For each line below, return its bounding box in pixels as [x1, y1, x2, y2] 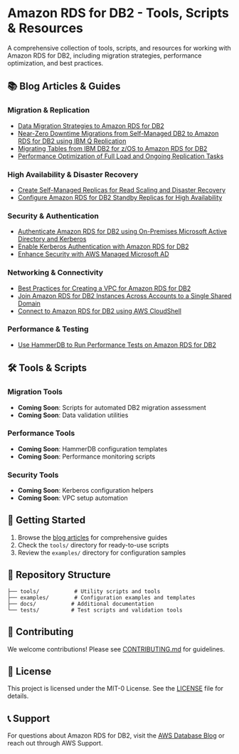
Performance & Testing [7, 324, 89, 334]
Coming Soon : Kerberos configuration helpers [17, 486, 154, 495]
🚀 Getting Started [7, 514, 86, 526]
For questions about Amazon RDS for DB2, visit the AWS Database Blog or [7, 731, 225, 740]
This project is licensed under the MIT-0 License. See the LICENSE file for [7, 684, 224, 693]
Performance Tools [7, 429, 75, 439]
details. [7, 692, 29, 701]
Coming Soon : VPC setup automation [17, 493, 128, 503]
